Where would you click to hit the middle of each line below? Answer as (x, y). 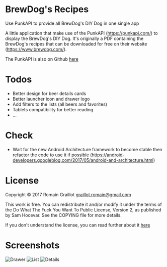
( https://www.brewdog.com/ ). (36, 49)
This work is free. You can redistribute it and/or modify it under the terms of (84, 204)
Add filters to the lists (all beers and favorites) (60, 104)
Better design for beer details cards (49, 93)
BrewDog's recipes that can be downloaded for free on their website (76, 43)
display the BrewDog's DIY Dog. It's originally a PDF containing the (74, 38)
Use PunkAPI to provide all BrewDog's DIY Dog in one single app (72, 23)
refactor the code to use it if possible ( (52, 155)
